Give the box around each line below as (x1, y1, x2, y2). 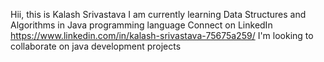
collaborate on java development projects (10, 40, 182, 52)
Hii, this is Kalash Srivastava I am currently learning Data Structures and (10, 9, 307, 20)
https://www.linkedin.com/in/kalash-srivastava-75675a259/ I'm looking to (10, 30, 314, 41)
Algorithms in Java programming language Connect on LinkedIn (10, 19, 273, 31)
